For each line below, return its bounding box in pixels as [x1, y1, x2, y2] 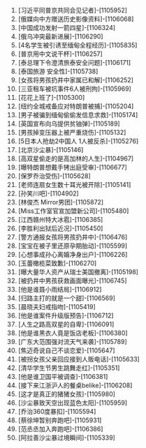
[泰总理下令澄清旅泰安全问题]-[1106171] [17, 59, 131, 66]
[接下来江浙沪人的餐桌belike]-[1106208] [17, 381, 133, 389]
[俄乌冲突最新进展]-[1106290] [17, 32, 103, 40]
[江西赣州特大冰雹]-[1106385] [17, 216, 103, 223]
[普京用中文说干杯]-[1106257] [17, 50, 103, 58]
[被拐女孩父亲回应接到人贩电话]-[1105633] [17, 355, 140, 363]
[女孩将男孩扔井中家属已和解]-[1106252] [17, 76, 133, 84]
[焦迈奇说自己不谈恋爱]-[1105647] [17, 346, 115, 354]
